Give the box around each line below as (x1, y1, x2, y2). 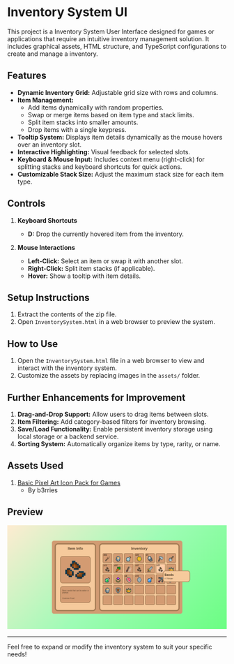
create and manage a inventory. (7, 50, 99, 58)
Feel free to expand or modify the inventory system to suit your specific (7, 642, 212, 651)
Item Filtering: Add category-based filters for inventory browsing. (17, 418, 207, 426)
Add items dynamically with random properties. (27, 103, 164, 112)
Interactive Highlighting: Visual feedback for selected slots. (17, 147, 190, 156)
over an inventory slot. (17, 140, 82, 149)
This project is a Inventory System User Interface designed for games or (7, 27, 214, 36)
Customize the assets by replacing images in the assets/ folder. (17, 371, 201, 380)
